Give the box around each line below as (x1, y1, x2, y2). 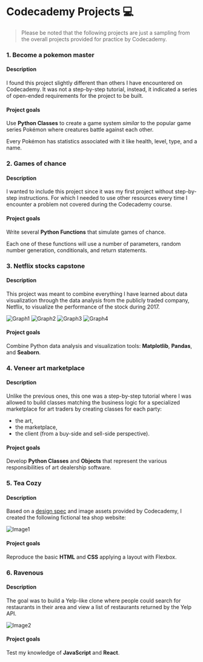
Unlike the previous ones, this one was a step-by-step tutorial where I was (6, 392, 192, 400)
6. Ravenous (6, 568, 44, 577)
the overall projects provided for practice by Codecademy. (21, 35, 167, 43)
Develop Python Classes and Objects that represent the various (6, 457, 167, 465)
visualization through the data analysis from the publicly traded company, (6, 296, 190, 304)
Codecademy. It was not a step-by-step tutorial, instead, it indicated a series (6, 86, 198, 93)
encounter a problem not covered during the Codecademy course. (6, 201, 172, 208)
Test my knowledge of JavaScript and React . (6, 649, 120, 656)
